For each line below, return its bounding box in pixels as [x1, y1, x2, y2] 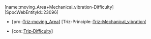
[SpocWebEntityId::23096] [4, 9, 59, 15]
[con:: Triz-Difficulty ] [11, 28, 53, 34]
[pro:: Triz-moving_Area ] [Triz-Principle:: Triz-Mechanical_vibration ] [11, 19, 147, 24]
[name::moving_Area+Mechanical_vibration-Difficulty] [4, 4, 114, 10]
